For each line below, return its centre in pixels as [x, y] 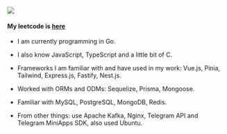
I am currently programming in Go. [66, 41]
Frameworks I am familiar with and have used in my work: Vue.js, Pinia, [119, 68]
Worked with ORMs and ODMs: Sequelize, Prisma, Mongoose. [106, 89]
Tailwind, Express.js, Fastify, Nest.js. [69, 75]
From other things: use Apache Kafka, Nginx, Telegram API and [108, 116]
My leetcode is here [36, 26]
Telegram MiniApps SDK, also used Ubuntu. [80, 123]
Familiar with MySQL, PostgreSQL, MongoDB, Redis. [92, 102]
